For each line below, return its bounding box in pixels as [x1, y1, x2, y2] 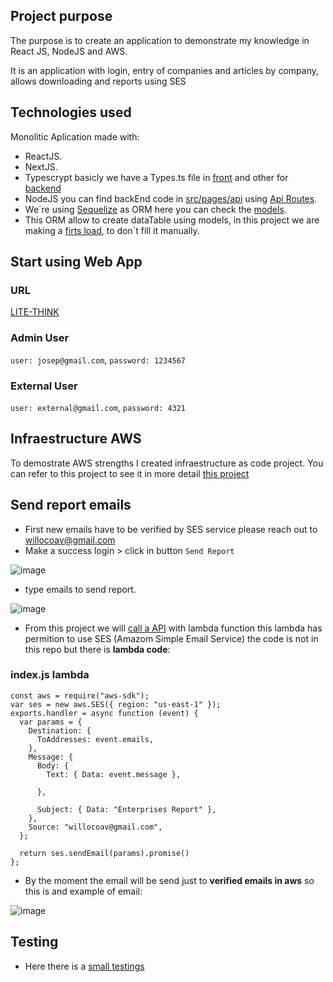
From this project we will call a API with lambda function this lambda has [24, 622, 323, 634]
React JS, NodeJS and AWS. [10, 45, 128, 57]
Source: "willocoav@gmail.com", [28, 822, 163, 832]
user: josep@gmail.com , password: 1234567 [10, 354, 187, 366]
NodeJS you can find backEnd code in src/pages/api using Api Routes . [24, 192, 318, 204]
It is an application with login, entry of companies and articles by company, [10, 64, 320, 76]
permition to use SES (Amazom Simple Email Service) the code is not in [24, 632, 319, 644]
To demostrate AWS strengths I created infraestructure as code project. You [10, 457, 324, 469]
